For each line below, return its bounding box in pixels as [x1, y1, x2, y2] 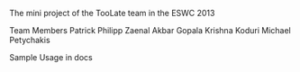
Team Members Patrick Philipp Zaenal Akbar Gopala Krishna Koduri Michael [9, 25, 291, 35]
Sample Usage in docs [9, 52, 93, 62]
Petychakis [9, 35, 51, 45]
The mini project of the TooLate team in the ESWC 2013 [9, 8, 215, 18]
